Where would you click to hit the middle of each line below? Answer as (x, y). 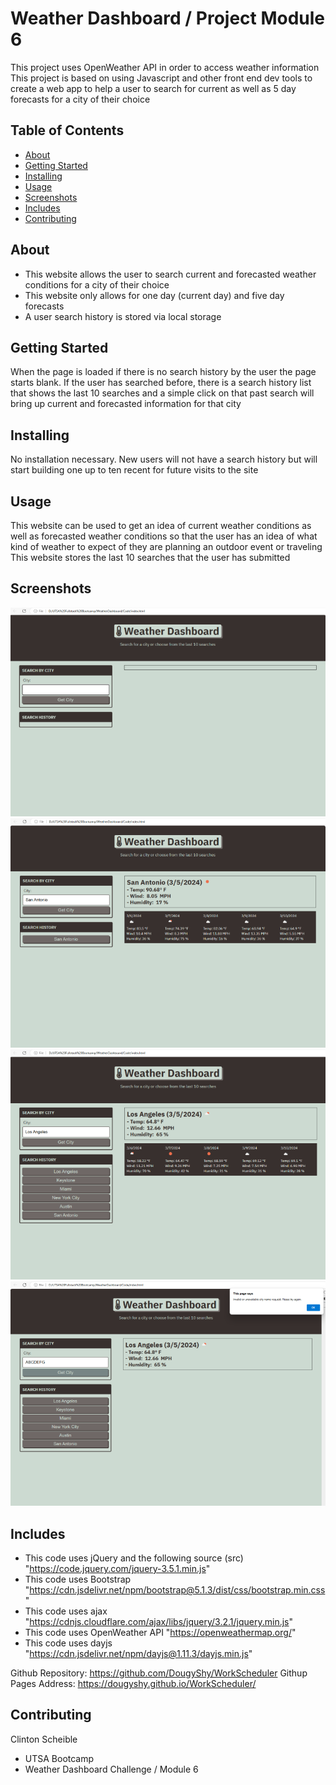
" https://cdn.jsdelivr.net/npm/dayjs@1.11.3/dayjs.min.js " (138, 1654)
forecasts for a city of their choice (80, 99)
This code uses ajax (66, 1611)
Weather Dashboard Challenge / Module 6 (111, 1769)
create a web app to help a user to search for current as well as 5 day (153, 88)
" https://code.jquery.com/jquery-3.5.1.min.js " (117, 1569)
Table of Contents (67, 130)
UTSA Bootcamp (59, 1758)
